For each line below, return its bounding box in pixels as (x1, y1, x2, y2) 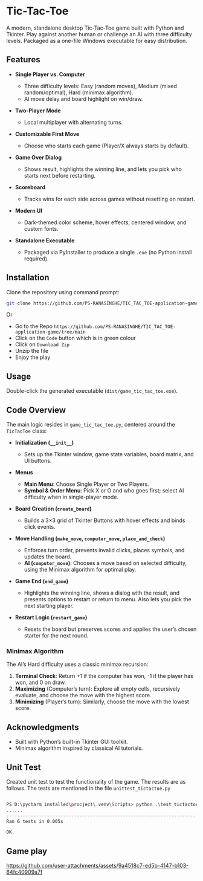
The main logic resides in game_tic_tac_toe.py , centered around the (6, 421, 175, 428)
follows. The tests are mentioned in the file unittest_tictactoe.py (6, 784, 171, 792)
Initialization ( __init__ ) (14, 439, 74, 447)
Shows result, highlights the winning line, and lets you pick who (24, 165, 182, 173)
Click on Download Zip (14, 341, 69, 348)
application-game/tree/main (14, 329, 86, 335)
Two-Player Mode (14, 107, 62, 114)
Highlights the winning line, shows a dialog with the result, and (24, 589, 180, 596)
